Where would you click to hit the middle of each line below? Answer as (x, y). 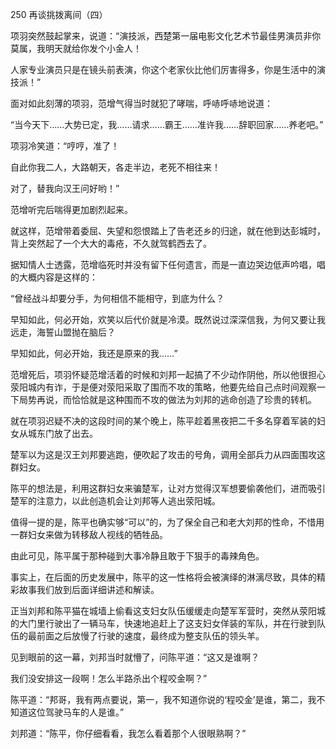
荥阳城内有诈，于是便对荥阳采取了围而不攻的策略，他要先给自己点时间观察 (163, 387)
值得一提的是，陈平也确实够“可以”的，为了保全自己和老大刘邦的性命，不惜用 (167, 522)
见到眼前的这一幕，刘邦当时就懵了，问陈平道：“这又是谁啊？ (135, 657)
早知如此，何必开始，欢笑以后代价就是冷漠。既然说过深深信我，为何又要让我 (168, 319)
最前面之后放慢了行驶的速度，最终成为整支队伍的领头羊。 (146, 636)
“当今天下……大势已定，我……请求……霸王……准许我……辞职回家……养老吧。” (167, 124)
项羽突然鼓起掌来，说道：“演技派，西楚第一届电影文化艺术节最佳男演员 (157, 36)
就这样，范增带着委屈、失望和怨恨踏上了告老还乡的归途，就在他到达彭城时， (168, 231)
